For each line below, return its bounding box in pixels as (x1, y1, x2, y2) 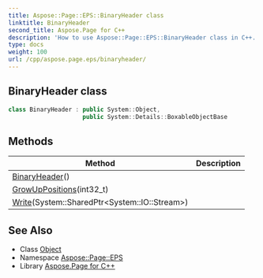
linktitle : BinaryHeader (8, 19, 90, 27)
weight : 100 (8, 48, 47, 56)
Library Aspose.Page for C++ (19, 261, 116, 271)
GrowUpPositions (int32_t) (12, 184, 109, 195)
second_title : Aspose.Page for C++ (8, 26, 126, 34)
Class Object (19, 245, 62, 254)
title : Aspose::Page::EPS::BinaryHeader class (8, 11, 164, 20)
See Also (8, 224, 53, 237)
